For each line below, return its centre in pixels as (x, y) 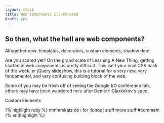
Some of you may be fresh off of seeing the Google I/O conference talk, (78, 86)
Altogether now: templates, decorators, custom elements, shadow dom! (78, 51)
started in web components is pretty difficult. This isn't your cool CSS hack (81, 66)
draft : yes (16, 19)
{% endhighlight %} (25, 115)
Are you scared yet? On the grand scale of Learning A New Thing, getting (80, 60)
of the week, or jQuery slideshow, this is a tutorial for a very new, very (76, 71)
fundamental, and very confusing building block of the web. (66, 76)
